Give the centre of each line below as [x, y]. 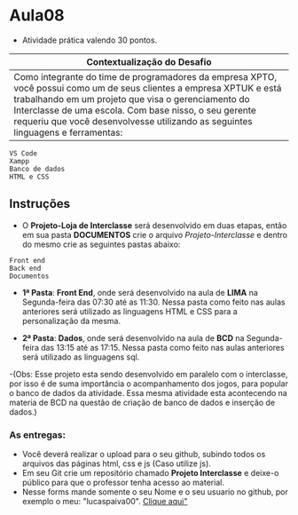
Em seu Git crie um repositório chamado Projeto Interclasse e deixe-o [150, 473]
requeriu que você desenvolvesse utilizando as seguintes [133, 121]
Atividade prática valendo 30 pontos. [90, 40]
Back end [25, 268]
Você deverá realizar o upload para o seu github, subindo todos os [144, 455]
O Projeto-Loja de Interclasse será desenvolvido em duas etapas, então [154, 225]
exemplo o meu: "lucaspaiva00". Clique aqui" [105, 502]
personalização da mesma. [71, 321]
